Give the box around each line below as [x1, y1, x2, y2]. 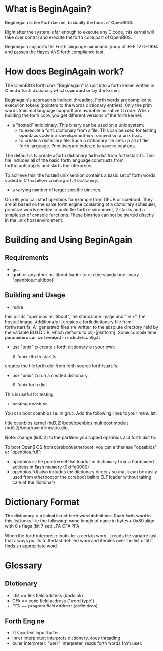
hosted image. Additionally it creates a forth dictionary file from [5, 319, 132, 325]
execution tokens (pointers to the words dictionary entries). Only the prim [5, 102, 152, 108]
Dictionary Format [5, 496, 80, 507]
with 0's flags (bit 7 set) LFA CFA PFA [5, 523, 79, 529]
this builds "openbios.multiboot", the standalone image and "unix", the [5, 314, 146, 319]
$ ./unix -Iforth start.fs [12, 353, 57, 359]
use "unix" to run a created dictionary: [12, 372, 89, 378]
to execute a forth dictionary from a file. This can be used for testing [19, 127, 157, 133]
